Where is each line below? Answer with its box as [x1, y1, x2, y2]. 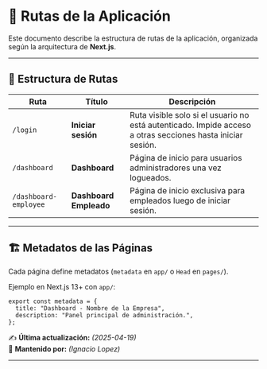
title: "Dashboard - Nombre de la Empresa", [15, 304, 165, 313]
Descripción [168, 95, 216, 107]
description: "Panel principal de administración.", [15, 311, 194, 319]
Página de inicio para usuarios [130, 152, 242, 163]
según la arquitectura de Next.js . [8, 41, 117, 51]
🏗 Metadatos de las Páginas [8, 242, 153, 255]
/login [12, 125, 37, 134]
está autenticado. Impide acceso [130, 119, 252, 130]
